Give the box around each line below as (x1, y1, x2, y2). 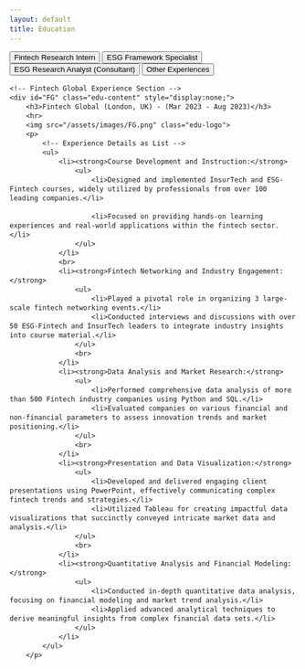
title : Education (9, 24, 76, 34)
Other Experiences (145, 64, 210, 74)
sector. (250, 220, 280, 230)
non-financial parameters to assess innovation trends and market (9, 412, 268, 422)
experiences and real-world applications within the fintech (9, 220, 247, 230)
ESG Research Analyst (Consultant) (14, 64, 135, 74)
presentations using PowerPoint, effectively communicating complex (9, 485, 276, 495)
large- (262, 293, 288, 303)
